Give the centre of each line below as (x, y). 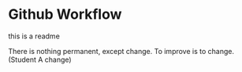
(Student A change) (40, 59)
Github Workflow (65, 14)
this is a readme (34, 36)
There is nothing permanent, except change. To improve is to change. (121, 51)
